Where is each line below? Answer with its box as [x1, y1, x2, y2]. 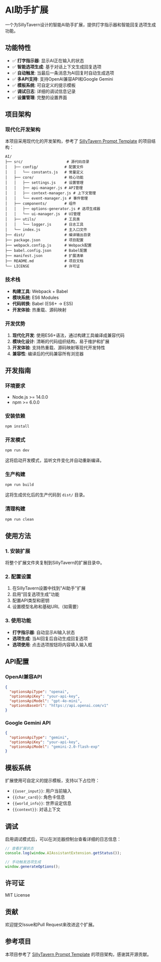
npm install [5, 424, 29, 429]
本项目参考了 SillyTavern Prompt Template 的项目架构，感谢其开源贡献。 [5, 951, 152, 957]
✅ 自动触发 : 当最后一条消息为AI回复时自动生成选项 [12, 70, 114, 76]
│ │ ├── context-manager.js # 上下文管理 [5, 191, 96, 196]
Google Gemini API [5, 719, 51, 726]
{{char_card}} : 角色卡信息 [12, 794, 65, 800]
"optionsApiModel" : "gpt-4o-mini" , [9, 699, 82, 703]
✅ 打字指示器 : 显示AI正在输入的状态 [12, 58, 84, 63]
